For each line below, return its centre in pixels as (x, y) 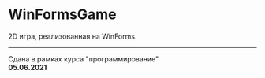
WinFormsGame (62, 15)
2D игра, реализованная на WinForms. (73, 36)
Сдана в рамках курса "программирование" (84, 59)
